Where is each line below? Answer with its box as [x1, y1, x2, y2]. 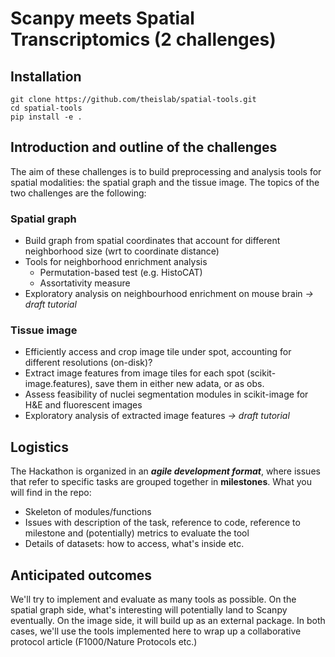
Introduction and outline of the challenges [10, 139, 278, 156]
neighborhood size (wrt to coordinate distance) [24, 245, 220, 257]
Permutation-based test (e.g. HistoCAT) [39, 267, 203, 279]
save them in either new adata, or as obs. [94, 378, 265, 390]
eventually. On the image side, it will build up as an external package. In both [10, 615, 326, 627]
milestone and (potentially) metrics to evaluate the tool [24, 527, 250, 539]
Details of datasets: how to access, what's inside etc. [24, 538, 245, 550]
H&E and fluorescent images [24, 399, 143, 411]
